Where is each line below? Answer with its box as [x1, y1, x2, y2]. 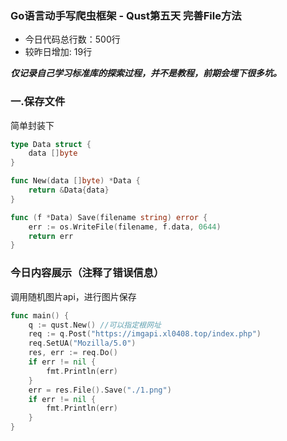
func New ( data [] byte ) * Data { [10, 176, 141, 186]
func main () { [10, 310, 70, 321]
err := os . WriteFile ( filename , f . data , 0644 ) [28, 222, 222, 232]
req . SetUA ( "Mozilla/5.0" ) [28, 338, 137, 349]
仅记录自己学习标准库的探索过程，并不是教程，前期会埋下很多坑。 [10, 67, 282, 79]
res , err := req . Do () [28, 348, 118, 358]
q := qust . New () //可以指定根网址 [28, 320, 162, 330]
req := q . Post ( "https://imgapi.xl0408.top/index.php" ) [28, 329, 262, 339]
